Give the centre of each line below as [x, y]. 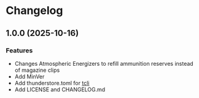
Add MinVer [29, 76]
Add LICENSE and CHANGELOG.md [60, 89]
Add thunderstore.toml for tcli [52, 83]
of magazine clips [37, 70]
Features [19, 51]
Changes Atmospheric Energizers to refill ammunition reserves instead [104, 63]
